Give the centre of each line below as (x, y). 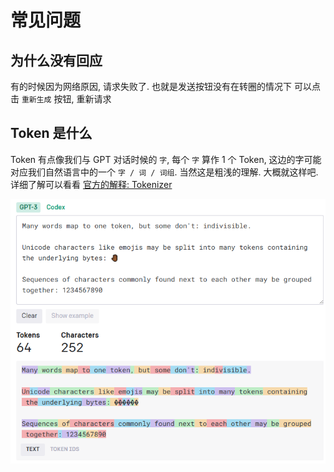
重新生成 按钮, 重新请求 (66, 99)
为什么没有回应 (56, 60)
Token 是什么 (51, 133)
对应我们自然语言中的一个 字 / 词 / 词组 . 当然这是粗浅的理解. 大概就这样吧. (164, 172)
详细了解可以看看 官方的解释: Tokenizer (91, 184)
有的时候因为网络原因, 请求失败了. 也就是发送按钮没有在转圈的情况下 (151, 86)
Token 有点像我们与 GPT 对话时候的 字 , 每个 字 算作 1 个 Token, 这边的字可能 (166, 159)
